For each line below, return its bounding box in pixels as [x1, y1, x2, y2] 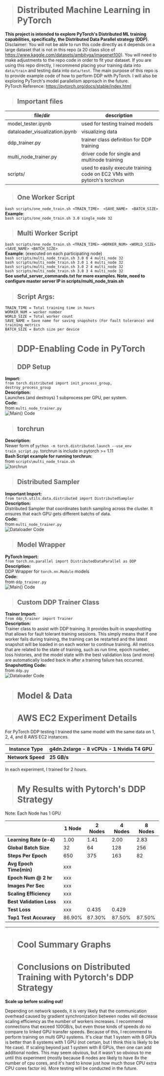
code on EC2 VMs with [81, 170, 134, 177]
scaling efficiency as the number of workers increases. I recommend [5, 1018, 143, 1024]
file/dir [34, 112, 50, 119]
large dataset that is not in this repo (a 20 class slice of [5, 47, 116, 52]
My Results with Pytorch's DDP [17, 783, 146, 794]
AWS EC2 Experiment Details [17, 712, 138, 723]
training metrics [5, 323, 41, 328]
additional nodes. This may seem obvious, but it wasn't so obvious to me [5, 1050, 151, 1055]
